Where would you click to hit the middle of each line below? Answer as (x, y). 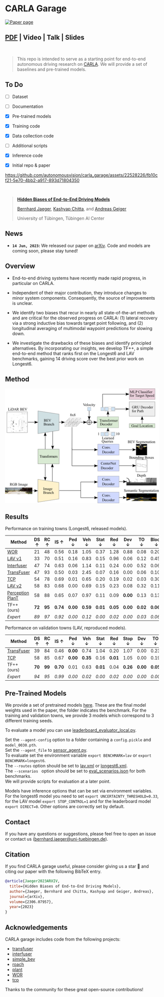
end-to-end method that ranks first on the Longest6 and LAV (73, 353)
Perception (18, 593)
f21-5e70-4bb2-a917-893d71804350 (42, 180)
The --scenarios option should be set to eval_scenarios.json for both (75, 771)
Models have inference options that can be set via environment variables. (79, 791)
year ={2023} (22, 907)
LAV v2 (14, 586)
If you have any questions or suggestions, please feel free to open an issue (81, 834)
